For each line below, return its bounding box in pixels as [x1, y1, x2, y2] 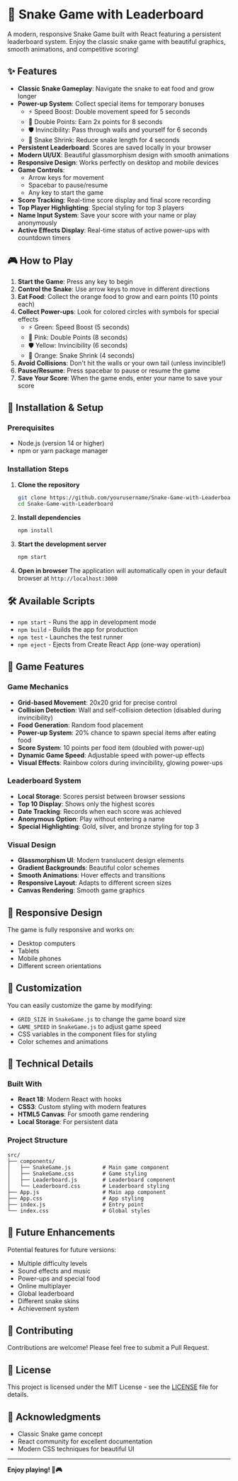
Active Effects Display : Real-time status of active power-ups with [17, 226, 210, 234]
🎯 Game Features [7, 661, 85, 673]
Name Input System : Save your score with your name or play [17, 210, 197, 219]
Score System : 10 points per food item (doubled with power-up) [17, 743, 205, 751]
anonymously [17, 218, 57, 227]
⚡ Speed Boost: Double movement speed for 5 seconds [28, 107, 191, 115]
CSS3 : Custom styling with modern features [17, 1103, 147, 1111]
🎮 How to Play [7, 255, 74, 267]
